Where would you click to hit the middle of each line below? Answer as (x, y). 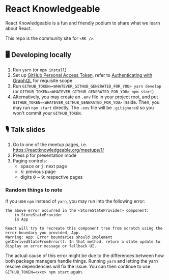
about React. (19, 28)
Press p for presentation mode (45, 155)
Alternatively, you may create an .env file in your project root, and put (85, 97)
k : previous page (38, 172)
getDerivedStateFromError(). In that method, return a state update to (83, 242)
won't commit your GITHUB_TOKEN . (47, 113)
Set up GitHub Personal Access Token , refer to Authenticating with (82, 75)
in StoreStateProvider (38, 215)
